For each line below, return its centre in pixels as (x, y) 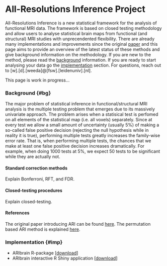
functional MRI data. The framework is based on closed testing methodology (83, 28)
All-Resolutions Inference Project (75, 9)
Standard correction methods (37, 168)
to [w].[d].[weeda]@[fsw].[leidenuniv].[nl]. (48, 70)
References (17, 213)
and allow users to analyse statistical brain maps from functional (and (76, 33)
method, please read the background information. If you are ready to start (81, 60)
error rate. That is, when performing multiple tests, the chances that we (78, 141)
